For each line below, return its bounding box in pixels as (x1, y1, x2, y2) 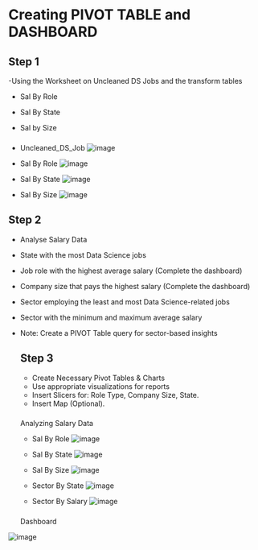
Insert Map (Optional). (31, 399, 105, 408)
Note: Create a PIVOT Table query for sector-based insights (19, 328, 219, 337)
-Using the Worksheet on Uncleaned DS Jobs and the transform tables (8, 77, 243, 85)
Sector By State (31, 481, 84, 490)
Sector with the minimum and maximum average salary (19, 312, 203, 322)
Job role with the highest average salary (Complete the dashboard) (19, 266, 243, 275)
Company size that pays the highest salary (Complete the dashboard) (19, 281, 251, 291)
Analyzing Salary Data (19, 419, 94, 428)
